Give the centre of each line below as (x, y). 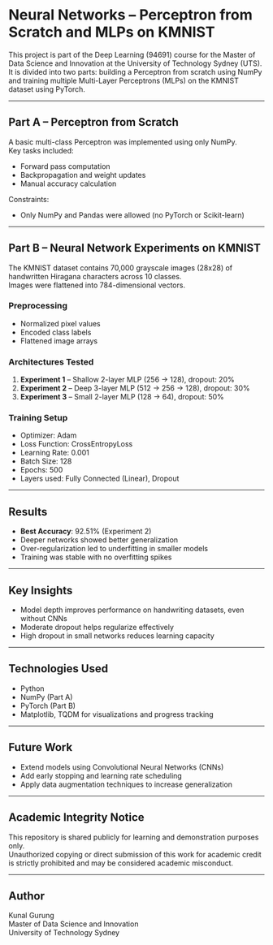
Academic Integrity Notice (76, 818)
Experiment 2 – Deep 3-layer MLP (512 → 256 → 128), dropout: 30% (135, 388)
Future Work (41, 747)
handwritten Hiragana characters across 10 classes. (95, 276)
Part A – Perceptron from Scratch (93, 122)
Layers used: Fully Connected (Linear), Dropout (100, 479)
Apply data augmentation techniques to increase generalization (126, 784)
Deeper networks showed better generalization (99, 540)
